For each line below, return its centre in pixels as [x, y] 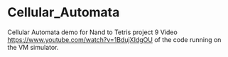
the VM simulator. [33, 47]
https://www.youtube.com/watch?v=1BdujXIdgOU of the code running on [114, 39]
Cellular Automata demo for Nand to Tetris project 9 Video [92, 32]
